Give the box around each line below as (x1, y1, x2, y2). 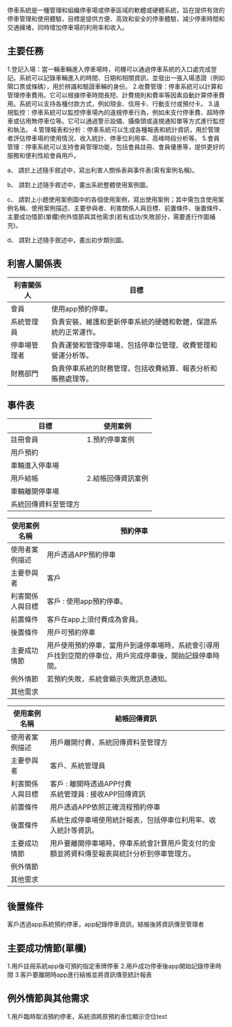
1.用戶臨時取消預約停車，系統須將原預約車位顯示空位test (7, 1012, 168, 1020)
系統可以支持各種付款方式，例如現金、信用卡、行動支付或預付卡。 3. (19, 99, 214, 108)
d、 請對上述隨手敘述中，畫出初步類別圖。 (7, 235, 128, 244)
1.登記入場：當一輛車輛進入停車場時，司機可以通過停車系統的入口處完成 (7, 65, 211, 73)
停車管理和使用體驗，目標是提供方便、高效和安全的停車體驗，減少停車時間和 (7, 14, 225, 23)
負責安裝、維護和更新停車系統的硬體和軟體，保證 (51, 317, 211, 326)
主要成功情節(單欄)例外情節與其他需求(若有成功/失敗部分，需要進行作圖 (7, 213, 210, 221)
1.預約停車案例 (86, 435, 135, 444)
